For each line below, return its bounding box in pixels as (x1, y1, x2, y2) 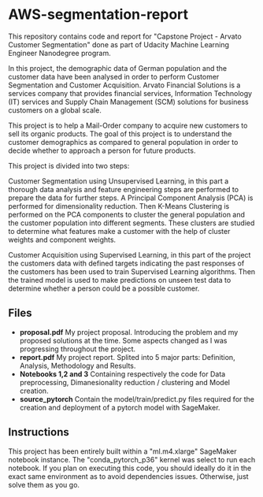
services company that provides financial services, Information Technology (8, 88, 253, 98)
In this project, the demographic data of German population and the (8, 63, 228, 72)
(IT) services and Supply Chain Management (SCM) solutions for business (8, 97, 250, 106)
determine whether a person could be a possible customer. (8, 284, 200, 293)
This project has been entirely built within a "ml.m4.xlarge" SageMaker (8, 447, 237, 456)
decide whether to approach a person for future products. (8, 146, 196, 155)
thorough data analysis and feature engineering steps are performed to (8, 184, 239, 194)
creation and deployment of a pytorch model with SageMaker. (19, 402, 220, 412)
